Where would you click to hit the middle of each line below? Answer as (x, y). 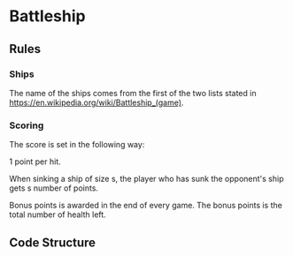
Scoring (27, 125)
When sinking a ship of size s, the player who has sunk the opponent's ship (146, 179)
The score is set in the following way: (77, 145)
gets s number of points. (54, 188)
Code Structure (52, 242)
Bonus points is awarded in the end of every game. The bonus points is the (146, 206)
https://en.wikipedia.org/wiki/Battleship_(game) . (96, 102)
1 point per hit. (35, 162)
